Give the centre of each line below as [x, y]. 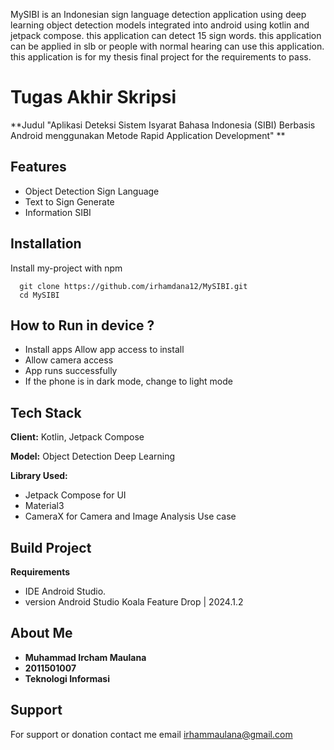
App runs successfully [71, 371]
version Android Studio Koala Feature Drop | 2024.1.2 [134, 602]
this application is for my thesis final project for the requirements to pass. [161, 57]
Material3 [44, 506]
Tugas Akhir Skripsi [93, 97]
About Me [41, 633]
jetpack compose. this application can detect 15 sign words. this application [166, 35]
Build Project [51, 547]
